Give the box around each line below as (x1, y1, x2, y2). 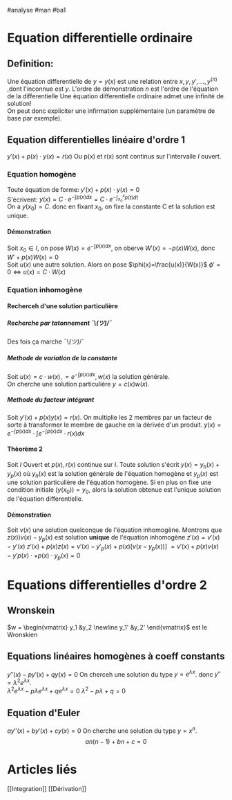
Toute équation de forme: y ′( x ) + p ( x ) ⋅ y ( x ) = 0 (7, 185, 140, 193)
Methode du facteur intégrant (7, 395, 95, 404)
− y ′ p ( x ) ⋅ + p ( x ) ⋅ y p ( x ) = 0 (7, 551, 81, 561)
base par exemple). (7, 114, 62, 122)
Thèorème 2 (7, 445, 43, 453)
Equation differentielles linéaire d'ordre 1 (7, 134, 185, 146)
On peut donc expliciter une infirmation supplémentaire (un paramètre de (7, 107, 215, 115)
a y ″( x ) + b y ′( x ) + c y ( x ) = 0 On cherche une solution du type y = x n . (7, 725, 197, 735)
